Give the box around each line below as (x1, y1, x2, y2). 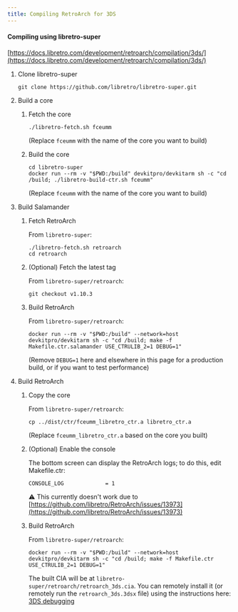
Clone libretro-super (17, 69, 78, 78)
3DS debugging (28, 596, 75, 605)
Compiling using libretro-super (7, 33, 101, 41)
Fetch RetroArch (28, 216, 76, 225)
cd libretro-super (28, 163, 83, 171)
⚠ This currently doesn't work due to (28, 492, 139, 501)
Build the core (28, 150, 70, 158)
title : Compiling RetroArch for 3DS (7, 10, 116, 18)
